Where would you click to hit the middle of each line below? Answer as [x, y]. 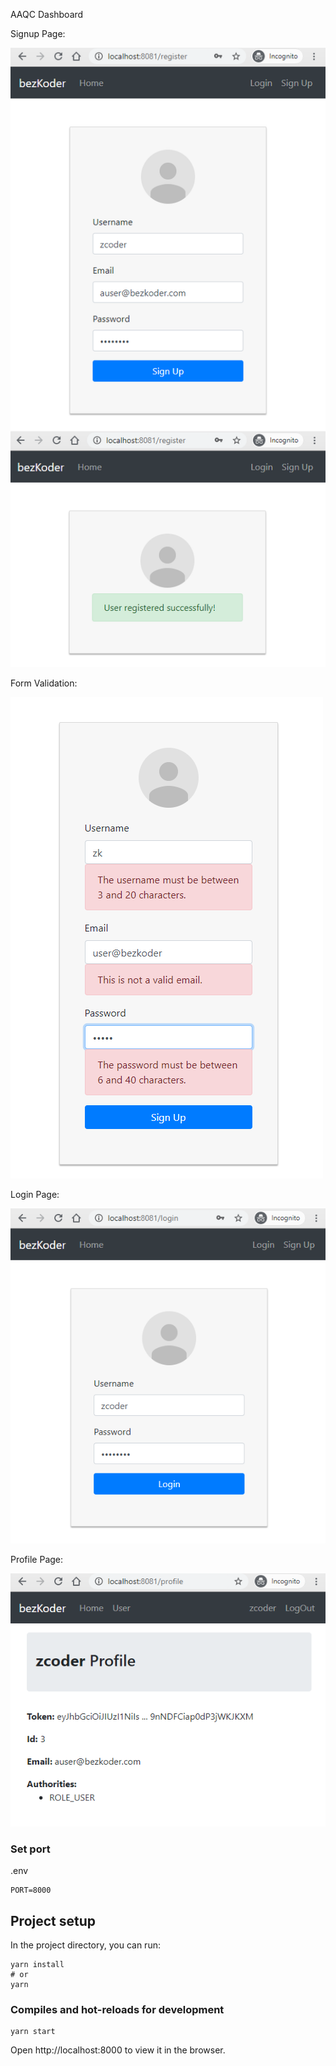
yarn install [37, 1965]
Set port [30, 1849]
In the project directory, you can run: [85, 1945]
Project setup [53, 1920]
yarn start [33, 2032]
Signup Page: [38, 33]
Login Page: [35, 1194]
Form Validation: [44, 683]
